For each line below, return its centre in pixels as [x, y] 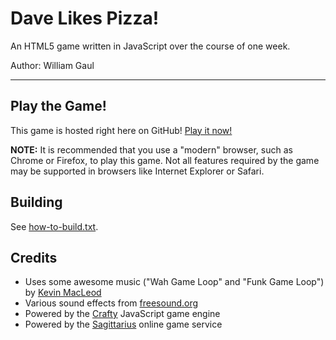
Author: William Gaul [52, 65]
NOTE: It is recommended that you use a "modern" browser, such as [151, 149]
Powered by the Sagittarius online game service [123, 324]
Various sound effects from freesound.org [111, 303]
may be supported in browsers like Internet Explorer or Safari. [137, 171]
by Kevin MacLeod [63, 293]
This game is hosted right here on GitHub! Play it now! [121, 130]
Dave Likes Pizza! [85, 18]
